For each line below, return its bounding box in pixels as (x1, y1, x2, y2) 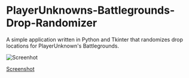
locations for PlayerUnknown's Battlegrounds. (6, 42, 120, 49)
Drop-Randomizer (6, 16, 97, 30)
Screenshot (6, 65, 35, 72)
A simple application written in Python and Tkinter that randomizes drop (6, 36, 184, 43)
